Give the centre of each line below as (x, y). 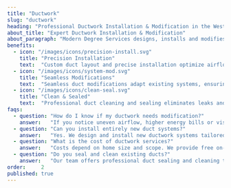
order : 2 (26, 167)
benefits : (21, 45)
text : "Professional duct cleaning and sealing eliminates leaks (117, 103)
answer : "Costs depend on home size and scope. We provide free (117, 148)
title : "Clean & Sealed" (55, 97)
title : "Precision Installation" (67, 59)
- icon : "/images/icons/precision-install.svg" (83, 52)
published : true (30, 174)
